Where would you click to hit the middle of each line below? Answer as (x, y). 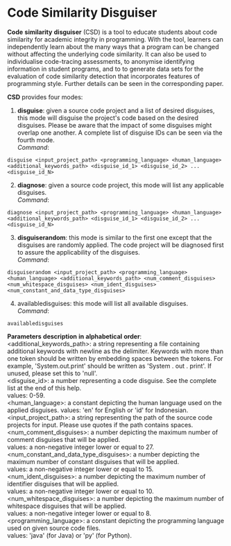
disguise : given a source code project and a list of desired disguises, (116, 110)
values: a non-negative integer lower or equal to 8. (79, 513)
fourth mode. (36, 139)
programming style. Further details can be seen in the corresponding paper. (115, 83)
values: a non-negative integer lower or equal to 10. (80, 491)
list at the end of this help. (44, 388)
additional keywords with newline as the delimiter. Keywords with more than (115, 351)
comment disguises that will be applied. (64, 439)
